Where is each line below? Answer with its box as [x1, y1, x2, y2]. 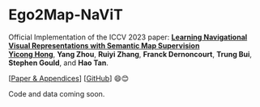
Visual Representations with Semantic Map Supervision [8, 40, 200, 50]
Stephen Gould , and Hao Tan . [8, 58, 109, 68]
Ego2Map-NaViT [8, 6, 123, 24]
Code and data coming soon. [8, 88, 105, 98]
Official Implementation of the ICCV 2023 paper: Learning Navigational [8, 32, 248, 42]
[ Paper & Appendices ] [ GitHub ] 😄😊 [8, 73, 130, 83]
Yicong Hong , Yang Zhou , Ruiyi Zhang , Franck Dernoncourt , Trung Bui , [8, 49, 253, 59]
